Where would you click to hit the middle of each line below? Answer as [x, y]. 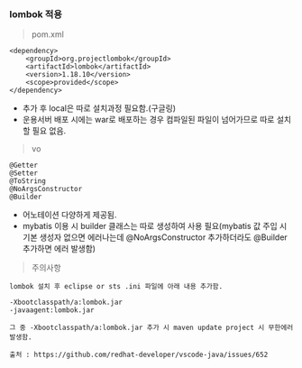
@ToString [28, 181]
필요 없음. [49, 131]
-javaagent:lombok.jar [52, 310]
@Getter [24, 166]
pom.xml [48, 34]
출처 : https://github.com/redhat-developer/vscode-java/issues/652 [139, 355]
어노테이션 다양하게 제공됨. [69, 215]
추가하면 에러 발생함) [59, 249]
